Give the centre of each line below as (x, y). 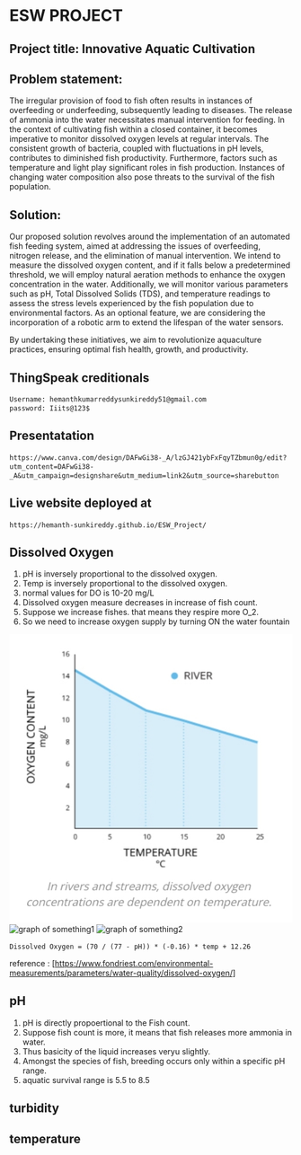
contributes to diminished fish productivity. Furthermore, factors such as (143, 158)
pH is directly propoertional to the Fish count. (106, 1023)
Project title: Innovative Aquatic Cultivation (133, 49)
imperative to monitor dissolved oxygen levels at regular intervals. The (139, 139)
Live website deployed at (81, 503)
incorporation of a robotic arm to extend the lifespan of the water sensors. (147, 322)
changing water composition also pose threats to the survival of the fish (142, 177)
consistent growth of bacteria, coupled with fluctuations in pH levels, (137, 148)
